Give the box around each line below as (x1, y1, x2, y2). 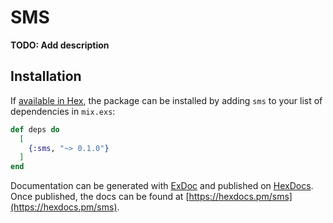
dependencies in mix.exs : (10, 105, 116, 117)
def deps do (10, 124, 60, 135)
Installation (10, 68, 82, 85)
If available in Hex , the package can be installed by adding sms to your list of (10, 94, 323, 106)
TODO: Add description (10, 39, 110, 51)
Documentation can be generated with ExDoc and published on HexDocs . (10, 180, 314, 192)
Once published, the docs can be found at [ (10, 191, 190, 203)
